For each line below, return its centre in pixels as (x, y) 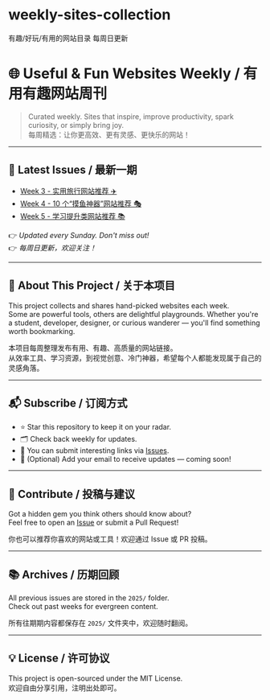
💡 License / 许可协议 (59, 659)
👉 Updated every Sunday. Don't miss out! (79, 235)
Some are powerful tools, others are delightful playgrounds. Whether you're (133, 314)
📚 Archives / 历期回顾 (64, 574)
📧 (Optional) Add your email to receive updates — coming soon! (125, 459)
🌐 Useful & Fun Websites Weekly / (124, 74)
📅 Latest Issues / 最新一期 (73, 170)
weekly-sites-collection (90, 15)
